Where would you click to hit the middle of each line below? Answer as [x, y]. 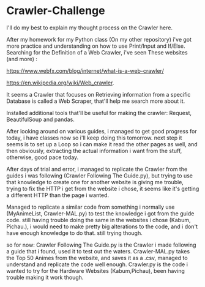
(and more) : [22, 59]
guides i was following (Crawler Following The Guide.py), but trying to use [100, 176]
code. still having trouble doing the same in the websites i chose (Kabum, [99, 220]
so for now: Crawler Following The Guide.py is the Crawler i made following [101, 245]
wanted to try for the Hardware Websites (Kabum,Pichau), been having [96, 270]
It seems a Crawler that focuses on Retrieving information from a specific [99, 94]
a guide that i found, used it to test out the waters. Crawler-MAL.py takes [98, 251]
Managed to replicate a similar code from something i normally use [91, 207]
